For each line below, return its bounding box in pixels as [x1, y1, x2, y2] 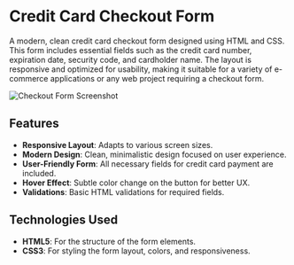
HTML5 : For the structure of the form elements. [21, 236, 197, 246]
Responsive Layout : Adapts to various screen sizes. [21, 139, 213, 150]
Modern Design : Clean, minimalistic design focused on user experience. [21, 149, 287, 160]
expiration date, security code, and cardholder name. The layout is [9, 54, 252, 65]
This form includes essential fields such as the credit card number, [9, 44, 252, 55]
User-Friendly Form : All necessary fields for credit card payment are [21, 158, 275, 169]
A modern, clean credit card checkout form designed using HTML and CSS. [9, 35, 285, 46]
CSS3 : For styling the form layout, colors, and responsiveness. [21, 246, 251, 256]
